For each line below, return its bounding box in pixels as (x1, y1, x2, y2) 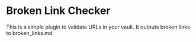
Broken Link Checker (6, 4, 111, 17)
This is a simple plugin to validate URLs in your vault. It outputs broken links (6, 23, 191, 30)
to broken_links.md (6, 29, 53, 36)
